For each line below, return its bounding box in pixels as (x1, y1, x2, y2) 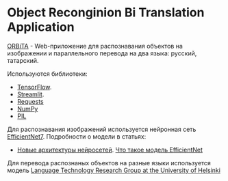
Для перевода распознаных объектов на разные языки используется (7, 158, 211, 167)
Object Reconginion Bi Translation (7, 5, 205, 20)
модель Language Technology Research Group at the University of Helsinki (7, 166, 221, 174)
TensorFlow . (16, 83, 52, 91)
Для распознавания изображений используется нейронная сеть (7, 125, 197, 133)
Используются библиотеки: (7, 70, 88, 78)
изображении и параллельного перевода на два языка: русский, (7, 49, 197, 57)
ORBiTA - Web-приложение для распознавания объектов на (7, 42, 183, 50)
